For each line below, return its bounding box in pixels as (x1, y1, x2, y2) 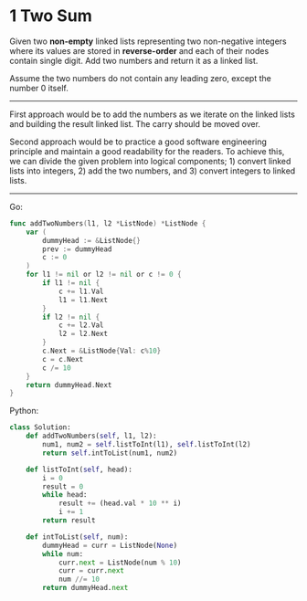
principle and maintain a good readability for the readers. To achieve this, (9, 145, 285, 156)
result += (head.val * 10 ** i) (58, 499, 182, 508)
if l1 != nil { (42, 279, 101, 288)
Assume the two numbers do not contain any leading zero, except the (9, 72, 271, 83)
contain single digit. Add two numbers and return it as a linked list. (9, 55, 259, 66)
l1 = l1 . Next (58, 295, 108, 304)
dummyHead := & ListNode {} (42, 236, 142, 245)
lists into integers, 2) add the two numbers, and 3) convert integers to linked (9, 165, 296, 176)
